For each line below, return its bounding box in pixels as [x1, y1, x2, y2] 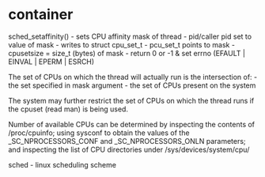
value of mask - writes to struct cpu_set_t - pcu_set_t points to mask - [8, 40, 236, 49]
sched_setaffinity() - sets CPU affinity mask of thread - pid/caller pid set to [8, 32, 252, 41]
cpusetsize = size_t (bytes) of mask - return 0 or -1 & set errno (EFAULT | [8, 48, 245, 58]
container [8, 6, 74, 24]
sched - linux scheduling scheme [8, 160, 117, 169]
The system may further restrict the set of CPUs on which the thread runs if [8, 96, 255, 105]
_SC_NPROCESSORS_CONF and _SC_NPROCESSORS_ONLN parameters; [8, 136, 247, 145]
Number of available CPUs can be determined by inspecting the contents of [8, 119, 256, 129]
